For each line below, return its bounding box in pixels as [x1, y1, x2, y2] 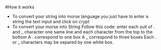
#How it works [5, 4, 34, 10]
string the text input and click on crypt [12, 19, 90, 24]
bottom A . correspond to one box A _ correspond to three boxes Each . [12, 34, 157, 40]
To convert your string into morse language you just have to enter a [12, 14, 149, 19]
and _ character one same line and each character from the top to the [12, 29, 153, 34]
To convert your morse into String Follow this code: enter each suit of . [12, 24, 155, 30]
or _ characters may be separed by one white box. [12, 39, 114, 45]
